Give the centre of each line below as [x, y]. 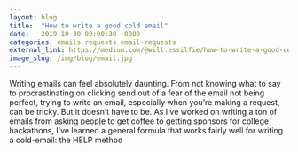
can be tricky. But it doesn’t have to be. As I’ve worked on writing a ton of [143, 112]
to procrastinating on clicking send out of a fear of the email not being [137, 93]
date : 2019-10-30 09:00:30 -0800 [75, 34]
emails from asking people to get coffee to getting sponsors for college [139, 121]
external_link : [37, 50]
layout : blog [33, 17]
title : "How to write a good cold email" [89, 26]
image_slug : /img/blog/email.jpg [71, 58]
